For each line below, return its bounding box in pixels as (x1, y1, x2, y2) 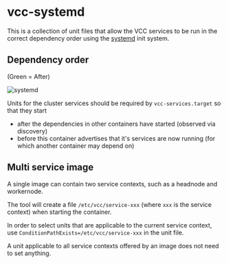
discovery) (16, 126, 48, 135)
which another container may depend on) (16, 142, 135, 150)
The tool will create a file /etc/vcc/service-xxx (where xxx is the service (7, 200, 212, 208)
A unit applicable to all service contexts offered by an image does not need (7, 241, 220, 250)
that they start (7, 106, 47, 114)
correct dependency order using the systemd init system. (7, 34, 170, 42)
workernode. (7, 187, 43, 195)
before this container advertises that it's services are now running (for (16, 134, 216, 142)
